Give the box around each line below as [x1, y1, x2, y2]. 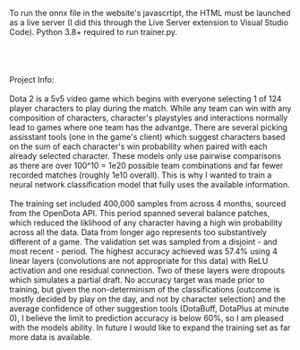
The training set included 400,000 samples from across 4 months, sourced [9, 198, 287, 209]
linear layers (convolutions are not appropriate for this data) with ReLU [9, 256, 269, 266]
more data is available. [9, 332, 92, 342]
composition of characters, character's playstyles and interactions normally [9, 112, 288, 123]
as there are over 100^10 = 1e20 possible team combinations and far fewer [9, 161, 284, 171]
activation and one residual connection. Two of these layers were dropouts [9, 265, 285, 276]
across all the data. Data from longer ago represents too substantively [9, 227, 267, 237]
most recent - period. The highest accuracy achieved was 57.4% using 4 [9, 246, 278, 257]
